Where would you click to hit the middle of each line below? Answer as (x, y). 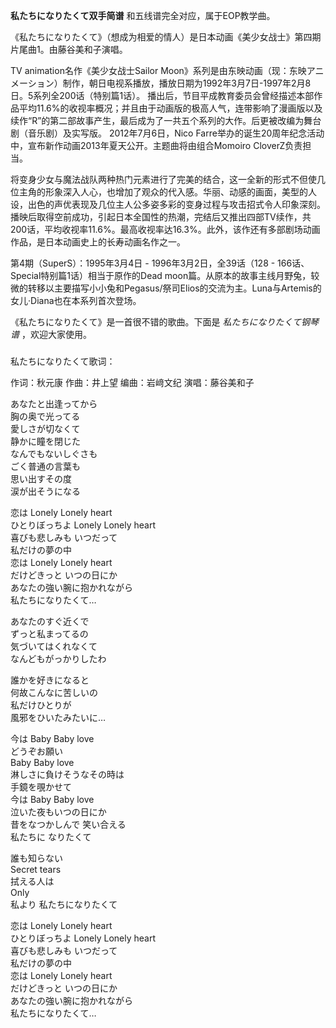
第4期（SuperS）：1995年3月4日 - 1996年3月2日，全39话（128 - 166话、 (160, 263)
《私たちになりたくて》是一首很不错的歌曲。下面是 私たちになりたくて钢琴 (165, 322)
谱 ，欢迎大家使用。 (51, 334)
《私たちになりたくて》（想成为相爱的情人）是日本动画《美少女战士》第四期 (166, 37)
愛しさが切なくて (45, 428)
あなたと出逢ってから (54, 403)
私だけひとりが (41, 705)
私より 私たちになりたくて (64, 904)
